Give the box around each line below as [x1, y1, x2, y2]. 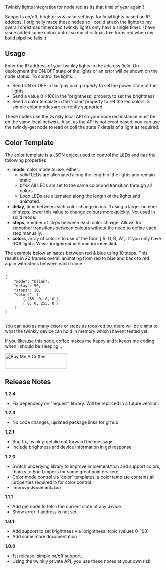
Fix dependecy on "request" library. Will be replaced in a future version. [12, 400, 159, 406]
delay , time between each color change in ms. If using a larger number [12, 203, 158, 209]
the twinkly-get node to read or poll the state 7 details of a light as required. [5, 124, 160, 130]
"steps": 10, [14, 288, 41, 293]
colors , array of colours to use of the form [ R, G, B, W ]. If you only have [12, 235, 161, 241]
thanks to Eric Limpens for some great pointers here [12, 469, 119, 475]
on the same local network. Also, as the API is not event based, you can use [5, 119, 160, 125]
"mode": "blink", [14, 279, 50, 284]
